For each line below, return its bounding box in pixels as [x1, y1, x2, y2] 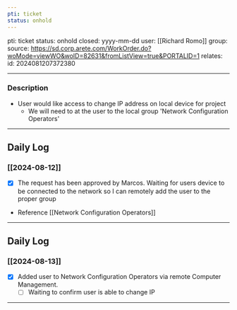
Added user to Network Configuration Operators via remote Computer [17, 272, 221, 281]
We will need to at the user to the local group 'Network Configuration [28, 107, 229, 115]
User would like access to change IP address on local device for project [17, 99, 226, 108]
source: [7, 44, 30, 52]
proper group [17, 194, 56, 202]
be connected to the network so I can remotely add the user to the [17, 187, 211, 195]
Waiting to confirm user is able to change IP [28, 288, 155, 297]
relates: [200, 51, 224, 60]
